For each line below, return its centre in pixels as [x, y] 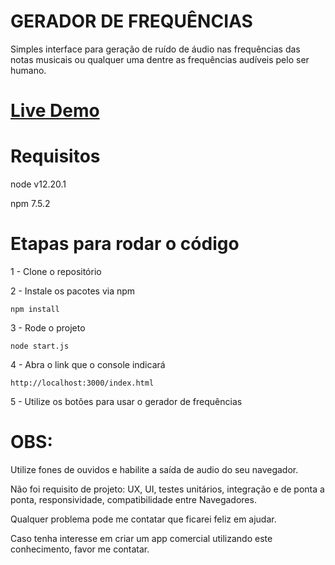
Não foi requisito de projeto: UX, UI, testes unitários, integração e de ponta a [167, 489]
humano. [28, 70]
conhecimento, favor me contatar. [80, 549]
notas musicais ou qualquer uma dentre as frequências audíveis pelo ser [160, 59]
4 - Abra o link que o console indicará [88, 364]
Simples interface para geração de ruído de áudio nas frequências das [155, 49]
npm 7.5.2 [30, 204]
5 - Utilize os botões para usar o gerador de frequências [126, 401]
